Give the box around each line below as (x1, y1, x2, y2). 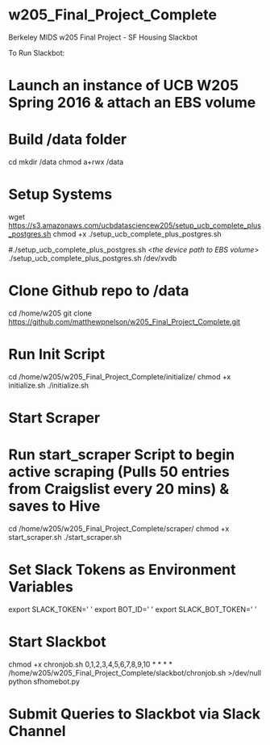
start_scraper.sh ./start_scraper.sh (8, 533, 123, 542)
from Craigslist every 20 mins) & (8, 480, 230, 498)
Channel (8, 722, 66, 740)
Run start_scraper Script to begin (8, 446, 235, 464)
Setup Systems (8, 186, 113, 203)
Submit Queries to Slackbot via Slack (8, 705, 260, 723)
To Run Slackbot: (8, 48, 65, 57)
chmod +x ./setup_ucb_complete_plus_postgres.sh (52, 229, 222, 239)
